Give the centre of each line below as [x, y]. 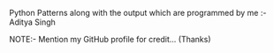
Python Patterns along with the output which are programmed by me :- [138, 13]
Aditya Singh [32, 22]
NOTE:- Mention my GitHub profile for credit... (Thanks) [110, 39]
